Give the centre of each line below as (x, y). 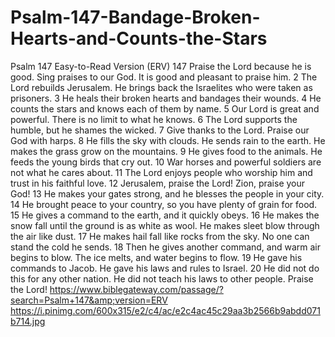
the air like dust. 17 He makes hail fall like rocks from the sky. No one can (160, 236)
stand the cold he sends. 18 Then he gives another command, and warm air (166, 247)
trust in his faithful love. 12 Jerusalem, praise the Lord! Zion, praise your (158, 183)
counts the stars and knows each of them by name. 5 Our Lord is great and (165, 108)
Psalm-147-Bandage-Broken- (135, 17)
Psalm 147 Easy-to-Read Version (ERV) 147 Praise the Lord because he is (161, 66)
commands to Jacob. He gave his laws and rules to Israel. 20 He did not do (165, 268)
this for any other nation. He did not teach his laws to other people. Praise (162, 278)
